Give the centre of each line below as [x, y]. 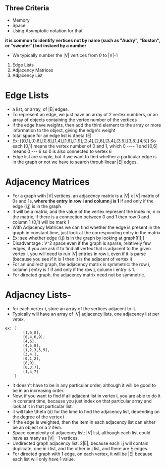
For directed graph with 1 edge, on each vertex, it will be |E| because [82, 454]
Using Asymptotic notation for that [47, 31]
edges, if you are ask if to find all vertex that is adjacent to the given [82, 248]
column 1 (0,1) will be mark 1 [41, 222]
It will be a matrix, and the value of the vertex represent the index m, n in [86, 211]
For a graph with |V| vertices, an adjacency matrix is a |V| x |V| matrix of [86, 196]
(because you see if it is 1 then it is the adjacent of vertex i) [72, 259]
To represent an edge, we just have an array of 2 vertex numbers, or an [85, 114]
